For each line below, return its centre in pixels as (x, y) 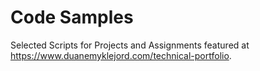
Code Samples (72, 17)
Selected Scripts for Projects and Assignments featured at (130, 45)
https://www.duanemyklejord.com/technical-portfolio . (121, 55)
